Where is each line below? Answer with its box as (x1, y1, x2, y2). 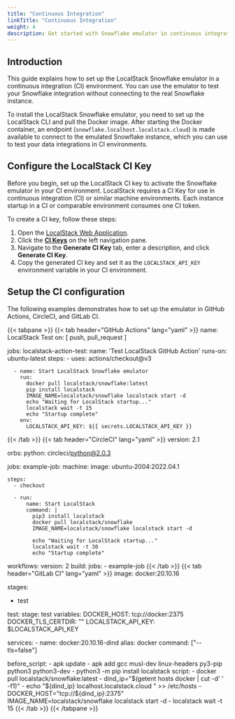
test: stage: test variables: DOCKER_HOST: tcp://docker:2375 (7, 610, 184, 618)
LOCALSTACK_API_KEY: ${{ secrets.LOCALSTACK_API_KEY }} (25, 423, 192, 430)
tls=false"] (7, 645, 37, 654)
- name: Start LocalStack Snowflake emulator (13, 367, 149, 375)
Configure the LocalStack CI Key (7, 160, 152, 172)
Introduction (7, 55, 63, 67)
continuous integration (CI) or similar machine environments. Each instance (7, 193, 224, 202)
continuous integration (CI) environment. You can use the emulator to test (7, 82, 219, 90)
